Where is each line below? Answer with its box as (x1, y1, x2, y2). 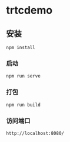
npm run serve (6, 73, 41, 79)
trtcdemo (6, 4, 53, 17)
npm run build (6, 102, 41, 108)
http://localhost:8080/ (6, 130, 65, 136)
